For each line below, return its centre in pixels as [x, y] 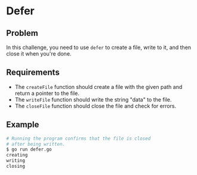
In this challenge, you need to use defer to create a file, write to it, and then [99, 47]
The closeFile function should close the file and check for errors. [96, 106]
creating [17, 155]
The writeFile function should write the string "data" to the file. [93, 99]
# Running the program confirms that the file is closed [79, 139]
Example [23, 125]
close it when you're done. [39, 54]
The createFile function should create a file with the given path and [98, 87]
